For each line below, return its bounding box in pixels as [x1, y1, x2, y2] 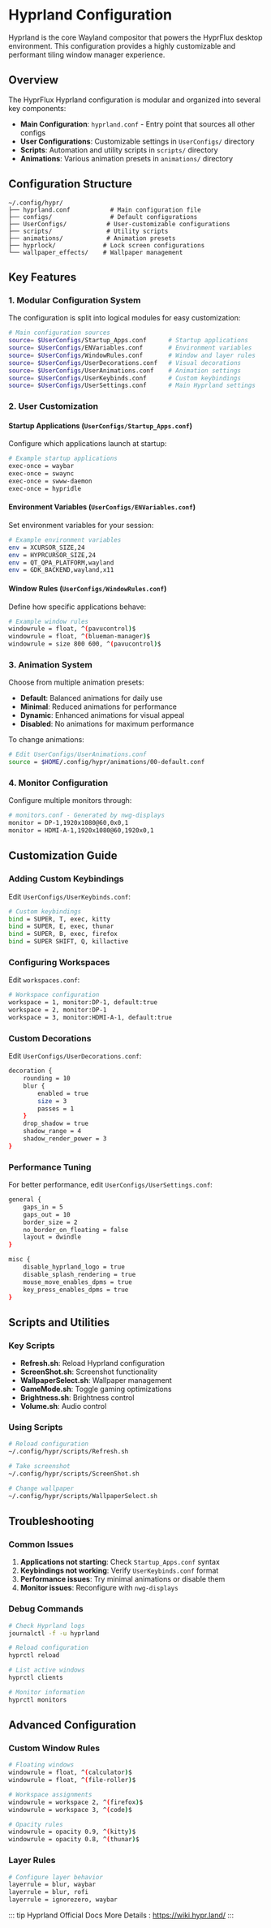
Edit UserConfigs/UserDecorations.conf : [8, 1051, 142, 1061]
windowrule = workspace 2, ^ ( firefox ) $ [8, 1798, 144, 1806]
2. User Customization [8, 401, 99, 412]
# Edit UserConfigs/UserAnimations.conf [8, 750, 148, 759]
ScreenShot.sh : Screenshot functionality [19, 1367, 158, 1376]
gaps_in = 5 [23, 1203, 63, 1211]
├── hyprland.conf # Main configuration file [8, 205, 201, 214]
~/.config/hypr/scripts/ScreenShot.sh [8, 1470, 140, 1478]
